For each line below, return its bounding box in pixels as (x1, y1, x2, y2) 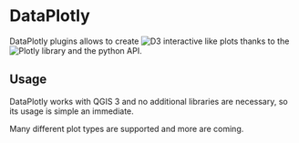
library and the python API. (41, 45, 143, 56)
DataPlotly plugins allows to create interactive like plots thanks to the (9, 36, 290, 46)
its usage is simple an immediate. (9, 106, 134, 117)
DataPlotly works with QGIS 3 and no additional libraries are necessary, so (9, 96, 289, 107)
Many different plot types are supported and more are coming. (9, 123, 244, 134)
